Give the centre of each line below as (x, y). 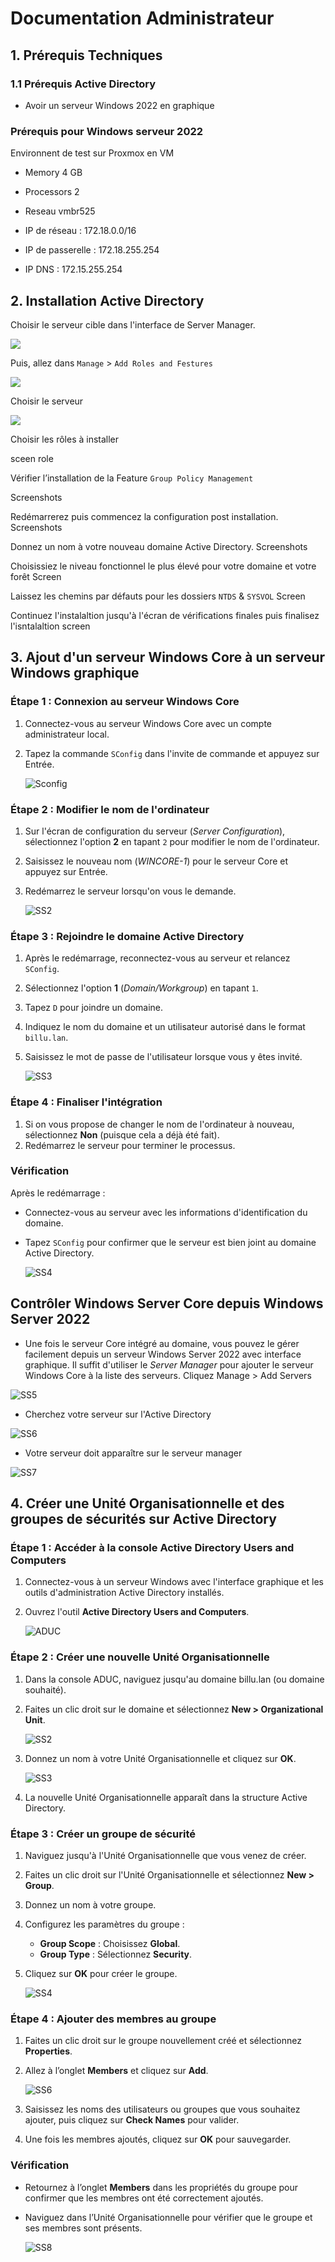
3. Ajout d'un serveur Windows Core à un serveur (168, 657)
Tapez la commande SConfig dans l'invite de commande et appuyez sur (172, 753)
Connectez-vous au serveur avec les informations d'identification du (166, 1212)
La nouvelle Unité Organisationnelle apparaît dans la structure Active (166, 1797)
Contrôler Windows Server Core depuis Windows (167, 1303)
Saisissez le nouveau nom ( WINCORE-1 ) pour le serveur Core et (156, 861)
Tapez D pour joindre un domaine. (94, 1008)
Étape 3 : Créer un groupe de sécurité (103, 1834)
